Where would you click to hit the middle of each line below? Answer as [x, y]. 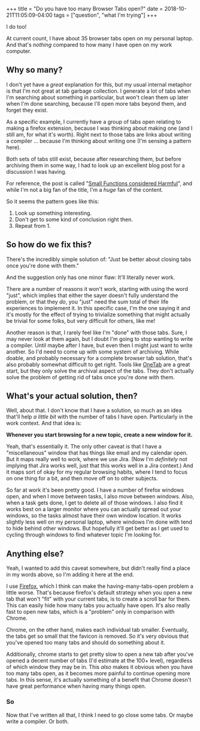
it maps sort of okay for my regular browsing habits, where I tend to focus [97, 472]
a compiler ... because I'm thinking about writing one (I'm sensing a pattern [99, 141]
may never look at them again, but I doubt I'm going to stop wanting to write [100, 338]
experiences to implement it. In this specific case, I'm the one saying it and [98, 308]
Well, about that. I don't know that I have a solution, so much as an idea [94, 411]
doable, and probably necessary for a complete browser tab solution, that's [99, 358]
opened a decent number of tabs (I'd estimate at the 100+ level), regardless [99, 661]
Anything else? [35, 553]
